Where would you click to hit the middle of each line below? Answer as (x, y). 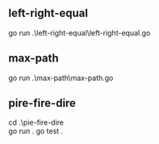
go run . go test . (36, 131)
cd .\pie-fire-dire (36, 123)
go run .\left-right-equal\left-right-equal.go (79, 32)
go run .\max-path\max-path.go (61, 78)
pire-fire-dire (42, 103)
